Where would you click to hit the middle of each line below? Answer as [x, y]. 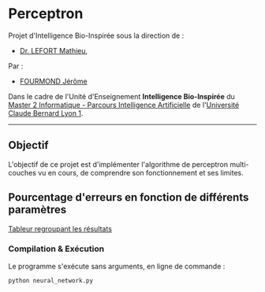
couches [22, 172]
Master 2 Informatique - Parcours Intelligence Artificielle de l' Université [124, 105]
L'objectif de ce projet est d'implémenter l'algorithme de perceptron [118, 164]
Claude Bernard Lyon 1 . [46, 113]
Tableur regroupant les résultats [60, 228]
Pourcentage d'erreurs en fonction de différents [129, 198]
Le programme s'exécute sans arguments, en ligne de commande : [117, 266]
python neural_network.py [50, 280]
